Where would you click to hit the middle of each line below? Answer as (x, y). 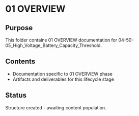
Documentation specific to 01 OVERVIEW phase (63, 74)
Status (16, 95)
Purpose (19, 28)
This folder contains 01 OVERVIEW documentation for (61, 40)
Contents (20, 62)
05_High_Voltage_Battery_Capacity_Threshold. (54, 45)
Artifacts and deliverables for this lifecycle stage (63, 79)
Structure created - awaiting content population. (56, 107)
